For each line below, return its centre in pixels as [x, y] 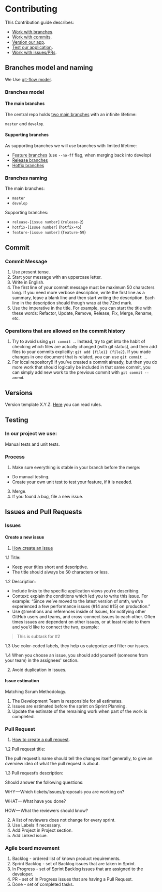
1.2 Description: [21, 581]
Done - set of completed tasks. [43, 884]
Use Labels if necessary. [37, 825]
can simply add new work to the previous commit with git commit [77, 372]
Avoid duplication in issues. [39, 670]
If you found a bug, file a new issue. [48, 497]
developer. [22, 874]
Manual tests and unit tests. [32, 444]
